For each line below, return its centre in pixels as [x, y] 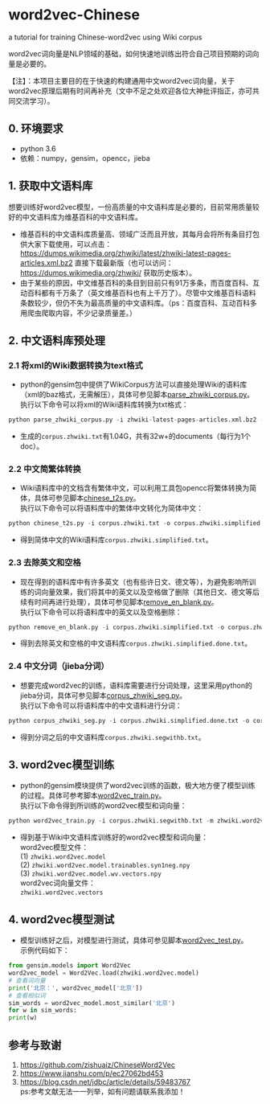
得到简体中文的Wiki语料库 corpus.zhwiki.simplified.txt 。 [116, 540]
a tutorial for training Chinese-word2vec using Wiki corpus [105, 37]
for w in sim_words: [43, 1011]
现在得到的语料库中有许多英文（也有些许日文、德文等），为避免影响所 [134, 581]
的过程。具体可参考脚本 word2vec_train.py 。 [93, 796]
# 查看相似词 [27, 995]
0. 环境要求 [36, 129]
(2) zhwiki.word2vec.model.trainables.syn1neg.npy [105, 865]
